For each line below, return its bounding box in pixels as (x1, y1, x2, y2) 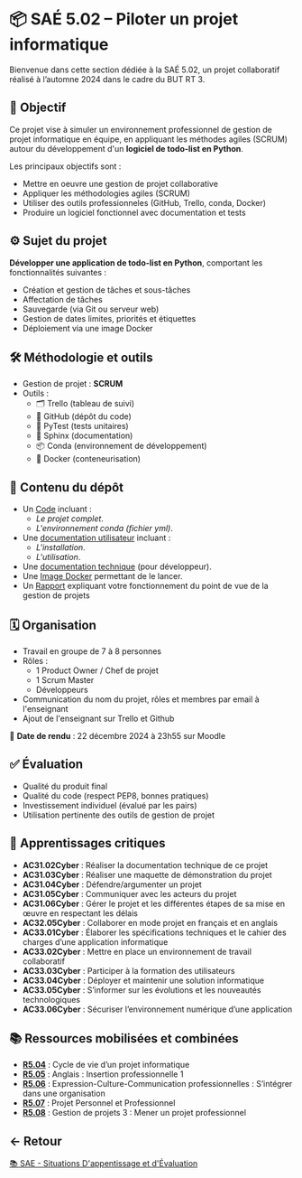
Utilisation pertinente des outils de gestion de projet (22, 809, 215, 820)
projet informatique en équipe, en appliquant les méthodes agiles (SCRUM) (9, 134, 288, 145)
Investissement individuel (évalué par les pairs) (22, 799, 197, 810)
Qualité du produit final (22, 781, 108, 791)
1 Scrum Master (35, 675, 95, 685)
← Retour (9, 1133, 63, 1149)
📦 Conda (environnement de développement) (35, 441, 207, 452)
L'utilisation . (35, 552, 81, 563)
